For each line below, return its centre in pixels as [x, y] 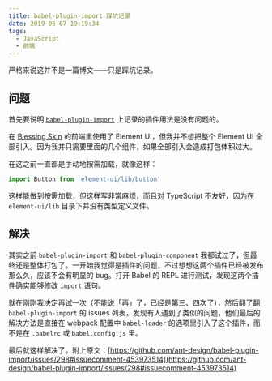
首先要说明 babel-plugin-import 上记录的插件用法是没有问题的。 [116, 119]
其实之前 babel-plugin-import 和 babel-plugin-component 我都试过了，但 [130, 255]
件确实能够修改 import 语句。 [57, 285]
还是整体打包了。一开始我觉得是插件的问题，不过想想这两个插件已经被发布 [139, 265]
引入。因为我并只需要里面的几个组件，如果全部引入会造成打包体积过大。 [136, 146]
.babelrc [46, 333]
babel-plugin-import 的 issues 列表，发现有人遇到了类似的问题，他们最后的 [134, 312]
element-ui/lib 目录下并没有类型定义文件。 [81, 205]
